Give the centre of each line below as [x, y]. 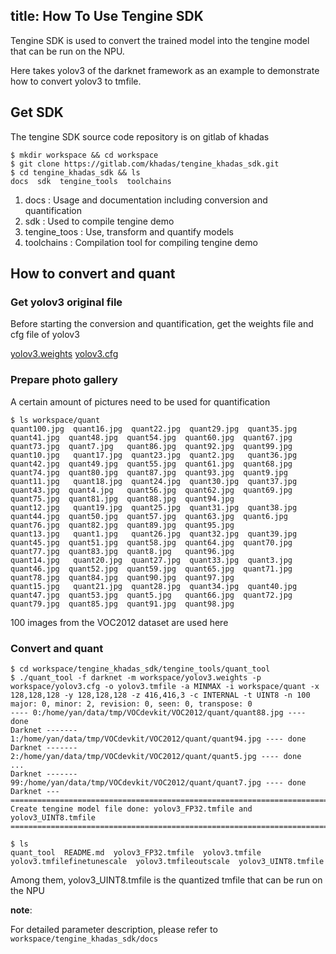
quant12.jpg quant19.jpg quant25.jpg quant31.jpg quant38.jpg [154, 507]
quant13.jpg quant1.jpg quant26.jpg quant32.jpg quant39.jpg [154, 534]
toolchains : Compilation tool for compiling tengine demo [141, 242]
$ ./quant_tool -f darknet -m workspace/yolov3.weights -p [136, 677]
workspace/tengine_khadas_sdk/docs [84, 939]
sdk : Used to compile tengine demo [99, 221]
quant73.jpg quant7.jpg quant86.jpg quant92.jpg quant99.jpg [151, 446]
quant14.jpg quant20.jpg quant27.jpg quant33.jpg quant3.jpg [151, 560]
